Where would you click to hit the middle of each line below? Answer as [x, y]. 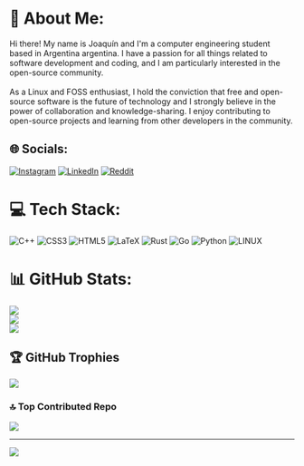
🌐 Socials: [39, 149]
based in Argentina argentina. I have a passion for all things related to [139, 53]
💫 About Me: [57, 19]
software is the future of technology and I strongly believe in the [157, 101]
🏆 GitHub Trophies [65, 358]
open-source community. [57, 73]
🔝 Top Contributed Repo [63, 407]
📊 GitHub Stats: [71, 279]
